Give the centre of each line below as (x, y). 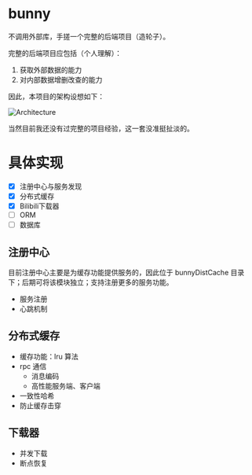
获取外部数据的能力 (51, 70)
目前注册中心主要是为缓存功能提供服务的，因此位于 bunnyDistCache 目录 (126, 272)
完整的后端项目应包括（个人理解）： (65, 53)
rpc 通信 (33, 366)
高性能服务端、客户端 (66, 385)
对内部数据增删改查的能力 (61, 79)
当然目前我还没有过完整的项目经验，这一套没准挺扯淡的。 (101, 128)
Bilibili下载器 (39, 206)
